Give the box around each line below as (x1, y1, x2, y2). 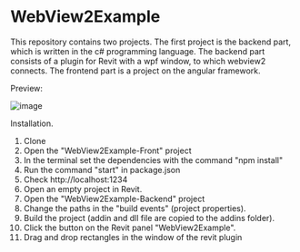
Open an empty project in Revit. (23, 183, 143, 194)
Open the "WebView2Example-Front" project (23, 145, 192, 156)
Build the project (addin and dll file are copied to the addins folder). (23, 212, 275, 223)
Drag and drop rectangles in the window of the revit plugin (23, 231, 243, 242)
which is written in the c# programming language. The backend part (10, 45, 265, 56)
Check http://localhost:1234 (23, 174, 128, 185)
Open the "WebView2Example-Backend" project (23, 193, 205, 204)
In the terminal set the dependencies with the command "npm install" (23, 154, 284, 165)
